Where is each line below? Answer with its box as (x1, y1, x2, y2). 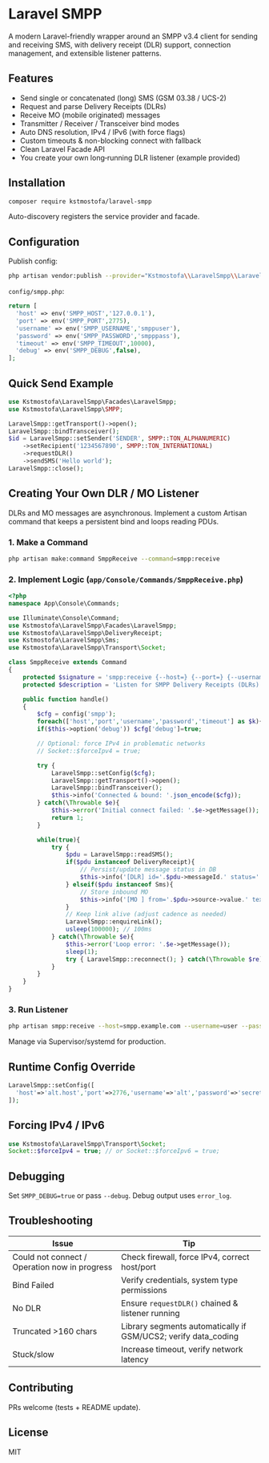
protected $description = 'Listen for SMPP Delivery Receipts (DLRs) (22, 680, 260, 689)
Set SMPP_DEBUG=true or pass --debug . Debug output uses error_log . (8, 1191, 232, 1200)
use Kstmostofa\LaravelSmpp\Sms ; (8, 636, 120, 645)
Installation (8, 176, 66, 189)
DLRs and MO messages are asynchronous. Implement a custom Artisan (8, 507, 247, 518)
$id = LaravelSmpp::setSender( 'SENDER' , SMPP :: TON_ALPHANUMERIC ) (8, 434, 231, 442)
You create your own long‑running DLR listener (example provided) (19, 153, 241, 162)
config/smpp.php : (8, 287, 65, 296)
